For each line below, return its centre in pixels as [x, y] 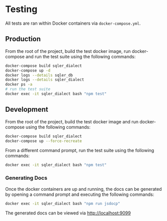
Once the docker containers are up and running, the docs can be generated [83, 189]
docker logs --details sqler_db [39, 75]
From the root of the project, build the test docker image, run [68, 51]
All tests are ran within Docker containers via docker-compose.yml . [73, 23]
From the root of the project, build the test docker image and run [72, 121]
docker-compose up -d [28, 70]
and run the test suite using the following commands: [81, 56]
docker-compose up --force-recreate [44, 141]
